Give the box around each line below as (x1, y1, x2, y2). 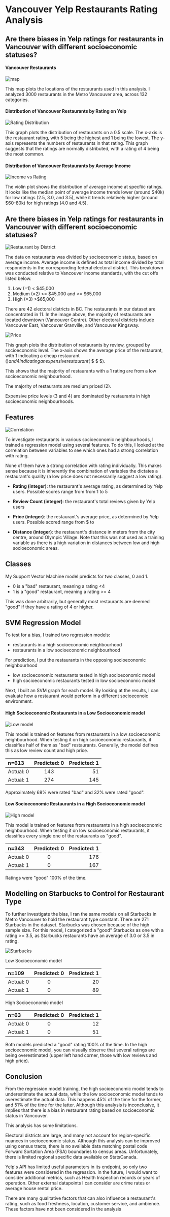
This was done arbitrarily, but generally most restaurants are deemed (5, 598, 150, 604)
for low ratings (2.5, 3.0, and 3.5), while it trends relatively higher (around (5, 195, 158, 201)
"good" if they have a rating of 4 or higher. (5, 604, 94, 610)
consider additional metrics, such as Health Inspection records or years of (5, 1175, 160, 1181)
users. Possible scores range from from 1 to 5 (12, 488, 108, 494)
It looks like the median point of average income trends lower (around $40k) (5, 189, 164, 195)
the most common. (5, 151, 45, 157)
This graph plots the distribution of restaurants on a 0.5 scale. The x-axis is (5, 129, 162, 135)
